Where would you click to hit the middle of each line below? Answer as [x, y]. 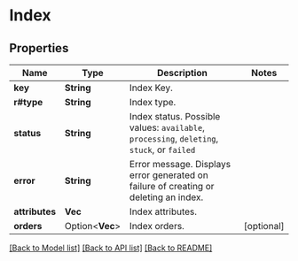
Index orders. [157, 226]
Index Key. [151, 88]
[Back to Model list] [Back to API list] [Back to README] [111, 248]
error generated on [169, 175]
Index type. [153, 102]
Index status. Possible [175, 116]
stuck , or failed [162, 150]
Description [182, 73]
